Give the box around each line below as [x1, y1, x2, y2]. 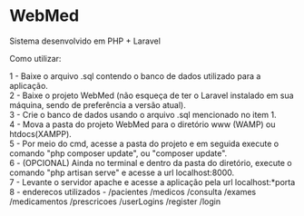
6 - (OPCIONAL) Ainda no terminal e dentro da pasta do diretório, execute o [9, 157, 292, 168]
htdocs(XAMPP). [9, 128, 73, 139]
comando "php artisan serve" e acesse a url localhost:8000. [9, 167, 234, 178]
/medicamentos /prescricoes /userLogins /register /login [9, 196, 221, 207]
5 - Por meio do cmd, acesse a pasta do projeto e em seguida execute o [9, 138, 279, 149]
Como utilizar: [9, 53, 62, 64]
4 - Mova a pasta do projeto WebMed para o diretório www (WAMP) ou [9, 119, 276, 130]
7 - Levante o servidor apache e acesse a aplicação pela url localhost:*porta [9, 176, 296, 187]
